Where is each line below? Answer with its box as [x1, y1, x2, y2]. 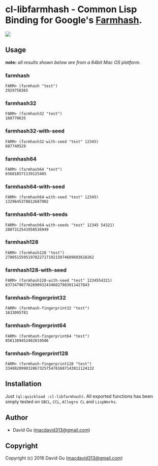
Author [5, 414, 28, 422]
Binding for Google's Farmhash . [5, 14, 142, 26]
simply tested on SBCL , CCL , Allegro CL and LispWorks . [5, 398, 117, 404]
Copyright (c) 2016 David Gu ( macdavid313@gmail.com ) [5, 455, 123, 461]
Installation [5, 379, 42, 388]
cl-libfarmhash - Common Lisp [5, 4, 137, 15]
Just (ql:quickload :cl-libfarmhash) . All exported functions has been [5, 393, 153, 399]
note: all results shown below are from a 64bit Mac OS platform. [5, 59, 141, 65]
